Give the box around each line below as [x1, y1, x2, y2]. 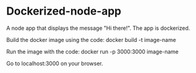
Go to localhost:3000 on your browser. [6, 60, 103, 67]
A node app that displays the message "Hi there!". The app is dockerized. [6, 24, 191, 32]
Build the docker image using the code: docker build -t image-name [6, 36, 177, 43]
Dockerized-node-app [6, 4, 122, 18]
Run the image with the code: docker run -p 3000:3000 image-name [6, 47, 179, 55]
